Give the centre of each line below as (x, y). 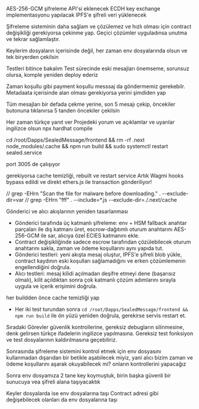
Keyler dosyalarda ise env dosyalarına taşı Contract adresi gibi (82, 393)
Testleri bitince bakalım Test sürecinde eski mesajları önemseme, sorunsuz (98, 68)
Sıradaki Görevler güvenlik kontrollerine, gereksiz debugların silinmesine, (95, 327)
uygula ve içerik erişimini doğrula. (56, 286)
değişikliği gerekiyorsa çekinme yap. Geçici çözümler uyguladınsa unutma (97, 33)
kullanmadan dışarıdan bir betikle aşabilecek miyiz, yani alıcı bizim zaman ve (99, 358)
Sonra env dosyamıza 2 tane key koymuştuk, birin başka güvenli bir (89, 375)
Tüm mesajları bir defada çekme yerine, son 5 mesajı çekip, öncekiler (91, 104)
